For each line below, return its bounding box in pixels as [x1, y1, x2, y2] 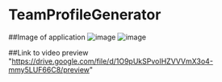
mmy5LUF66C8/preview [8, 64, 90, 74]
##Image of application [8, 32, 86, 42]
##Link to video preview [8, 47, 89, 57]
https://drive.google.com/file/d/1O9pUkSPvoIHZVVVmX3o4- [11, 56, 214, 66]
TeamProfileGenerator [8, 6, 161, 24]
